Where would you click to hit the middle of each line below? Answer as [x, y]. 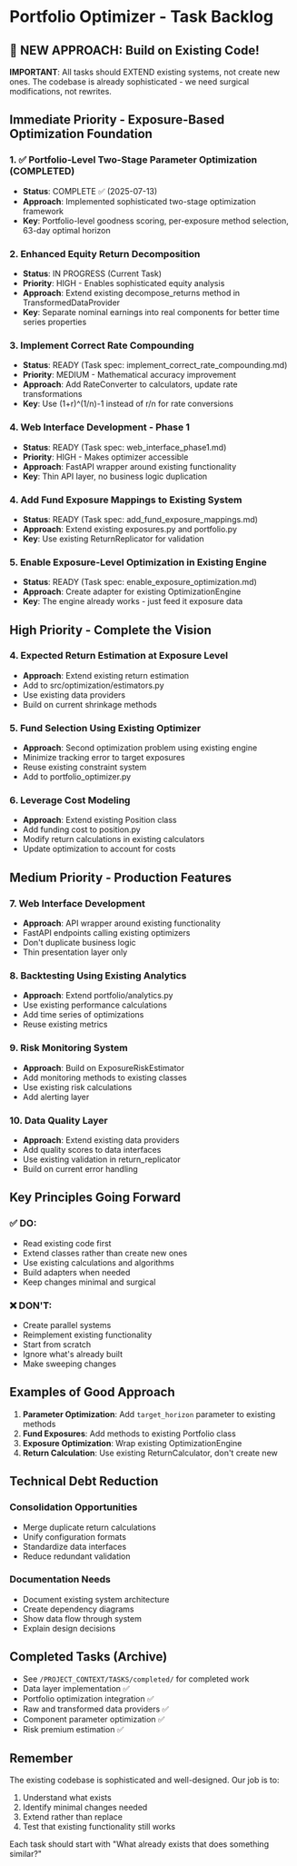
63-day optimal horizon [66, 230]
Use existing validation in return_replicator [102, 1159]
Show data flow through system [82, 1618]
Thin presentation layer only [75, 952]
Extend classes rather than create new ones [105, 1253]
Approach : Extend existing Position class [99, 820]
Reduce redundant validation [76, 1556]
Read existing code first [67, 1243]
